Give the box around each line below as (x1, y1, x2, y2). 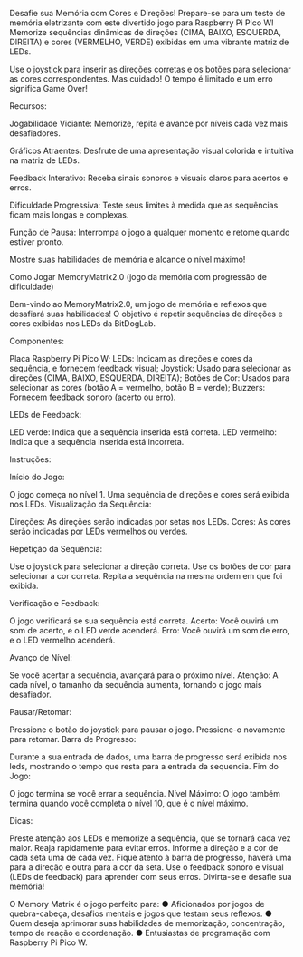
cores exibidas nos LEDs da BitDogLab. (9, 318, 156, 329)
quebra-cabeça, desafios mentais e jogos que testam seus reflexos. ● (9, 908, 273, 919)
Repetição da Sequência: (9, 544, 103, 554)
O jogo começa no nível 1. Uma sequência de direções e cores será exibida (9, 489, 289, 499)
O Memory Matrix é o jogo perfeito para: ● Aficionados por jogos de (9, 899, 265, 909)
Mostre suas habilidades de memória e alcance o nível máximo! (9, 254, 246, 265)
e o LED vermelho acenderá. (9, 634, 116, 645)
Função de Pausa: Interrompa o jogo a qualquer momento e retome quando (9, 227, 290, 237)
